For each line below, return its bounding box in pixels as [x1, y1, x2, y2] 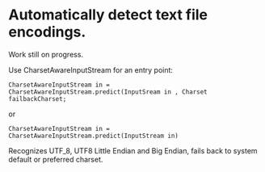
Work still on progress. [8, 49, 83, 59]
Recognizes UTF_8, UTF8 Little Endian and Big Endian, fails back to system [8, 145, 258, 155]
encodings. [8, 23, 86, 41]
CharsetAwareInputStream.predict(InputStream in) [8, 132, 179, 140]
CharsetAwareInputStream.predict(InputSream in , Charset [8, 87, 208, 96]
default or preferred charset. [8, 154, 103, 164]
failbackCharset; [8, 94, 67, 103]
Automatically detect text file [8, 6, 208, 24]
